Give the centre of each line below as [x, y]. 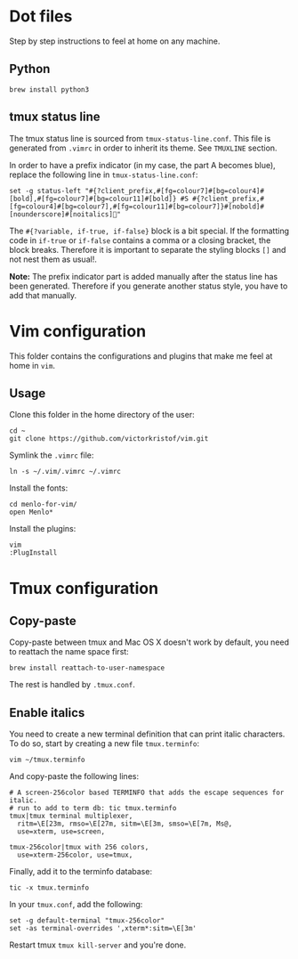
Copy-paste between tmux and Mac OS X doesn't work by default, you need [149, 642]
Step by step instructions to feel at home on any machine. [115, 41]
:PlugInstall [33, 553]
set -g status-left [45, 191]
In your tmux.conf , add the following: [76, 905]
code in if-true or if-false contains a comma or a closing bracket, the [140, 240]
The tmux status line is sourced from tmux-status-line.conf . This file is [140, 138]
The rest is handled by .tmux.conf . [72, 685]
